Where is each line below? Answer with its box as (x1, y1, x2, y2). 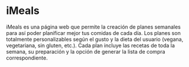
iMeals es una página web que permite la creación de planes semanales (6, 23, 181, 30)
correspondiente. (6, 54, 48, 61)
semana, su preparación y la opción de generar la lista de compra (6, 48, 165, 55)
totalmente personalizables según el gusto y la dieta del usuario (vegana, (6, 36, 184, 43)
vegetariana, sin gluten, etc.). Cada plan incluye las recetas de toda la (6, 42, 175, 49)
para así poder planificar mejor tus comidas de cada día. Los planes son (6, 29, 181, 36)
